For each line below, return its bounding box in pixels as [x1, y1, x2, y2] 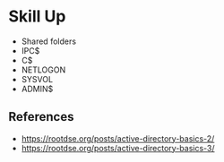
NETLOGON [21, 64, 66, 75]
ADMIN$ [21, 83, 54, 94]
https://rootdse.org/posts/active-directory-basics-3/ [21, 142, 216, 153]
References [8, 109, 74, 124]
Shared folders [21, 36, 77, 47]
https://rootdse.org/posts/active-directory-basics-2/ [21, 132, 215, 144]
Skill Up [8, 6, 66, 27]
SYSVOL [21, 73, 54, 84]
